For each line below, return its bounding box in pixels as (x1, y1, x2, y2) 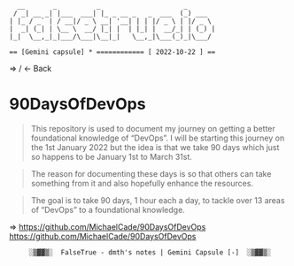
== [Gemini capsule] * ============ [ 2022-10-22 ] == (9, 48, 216, 57)
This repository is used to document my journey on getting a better (30, 123, 276, 133)
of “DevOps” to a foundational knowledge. (30, 204, 186, 215)
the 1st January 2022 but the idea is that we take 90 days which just (30, 141, 280, 152)
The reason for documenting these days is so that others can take (30, 168, 272, 179)
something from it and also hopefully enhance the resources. (30, 178, 254, 188)
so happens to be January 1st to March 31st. (30, 151, 193, 162)
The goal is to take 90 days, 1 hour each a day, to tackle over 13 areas (30, 194, 285, 205)
